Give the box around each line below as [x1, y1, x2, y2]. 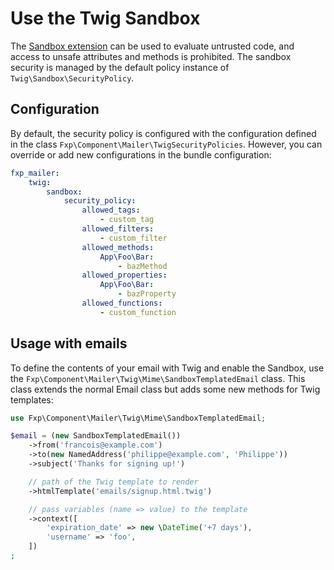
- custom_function [99, 307, 177, 317]
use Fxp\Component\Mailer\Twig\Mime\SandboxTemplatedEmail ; [10, 413, 267, 423]
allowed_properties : [81, 270, 168, 281]
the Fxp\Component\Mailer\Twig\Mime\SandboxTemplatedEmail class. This [10, 372, 306, 384]
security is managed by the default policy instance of [10, 61, 230, 73]
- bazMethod [117, 261, 168, 271]
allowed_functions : [81, 298, 163, 308]
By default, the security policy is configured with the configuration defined [10, 127, 317, 139]
